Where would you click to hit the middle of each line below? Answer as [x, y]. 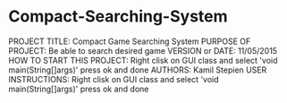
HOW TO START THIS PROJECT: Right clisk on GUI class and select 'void [143, 60]
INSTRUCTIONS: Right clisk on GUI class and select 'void [114, 79]
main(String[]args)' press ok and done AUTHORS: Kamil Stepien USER [138, 70]
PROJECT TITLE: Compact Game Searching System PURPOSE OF [130, 41]
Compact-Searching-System [118, 17]
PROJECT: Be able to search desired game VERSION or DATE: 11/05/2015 [143, 50]
